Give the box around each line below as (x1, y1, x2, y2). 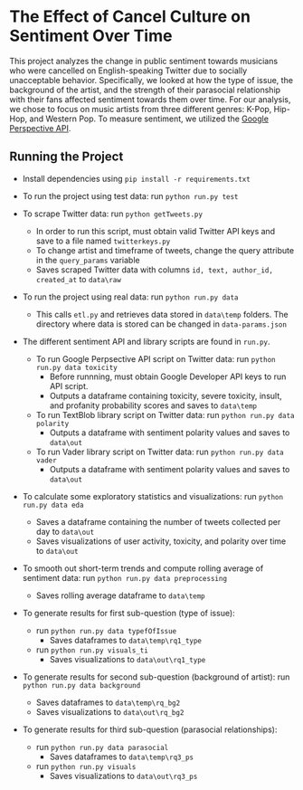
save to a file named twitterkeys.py (35, 235, 171, 246)
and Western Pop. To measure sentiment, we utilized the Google (29, 113, 270, 124)
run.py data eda (22, 500, 84, 509)
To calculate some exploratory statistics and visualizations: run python (22, 490, 283, 501)
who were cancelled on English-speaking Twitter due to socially (9, 65, 248, 76)
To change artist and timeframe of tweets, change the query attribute (35, 244, 295, 255)
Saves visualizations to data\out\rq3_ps (49, 770, 198, 781)
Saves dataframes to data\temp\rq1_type (49, 634, 202, 645)
